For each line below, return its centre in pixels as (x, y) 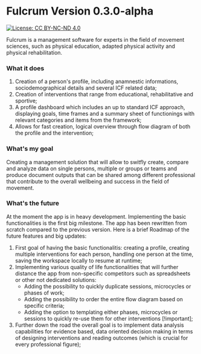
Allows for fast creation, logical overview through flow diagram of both (103, 127)
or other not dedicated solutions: (56, 279)
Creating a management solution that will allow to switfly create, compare (97, 162)
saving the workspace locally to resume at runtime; (78, 260)
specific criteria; (44, 306)
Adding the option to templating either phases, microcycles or (101, 312)
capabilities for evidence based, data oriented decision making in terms (104, 331)
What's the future (33, 203)
